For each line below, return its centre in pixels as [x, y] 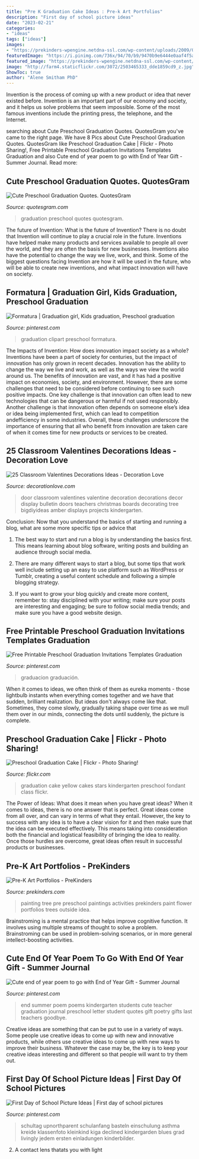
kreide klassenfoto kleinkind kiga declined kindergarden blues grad [102, 1132]
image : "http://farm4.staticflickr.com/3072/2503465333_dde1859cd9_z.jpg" [100, 67]
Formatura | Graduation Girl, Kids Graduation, [92, 293]
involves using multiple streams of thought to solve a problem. [82, 927]
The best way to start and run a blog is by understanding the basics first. [103, 539]
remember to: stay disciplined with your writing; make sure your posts [100, 600]
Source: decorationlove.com [41, 486]
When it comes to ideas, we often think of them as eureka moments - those [98, 689]
